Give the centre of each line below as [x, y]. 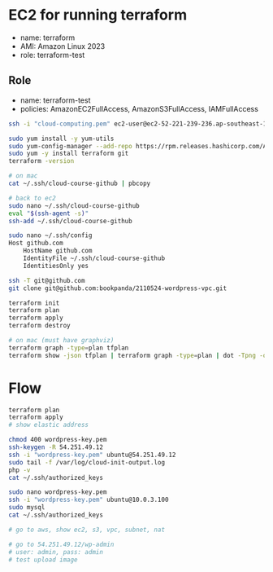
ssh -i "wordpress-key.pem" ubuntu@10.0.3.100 [89, 500]
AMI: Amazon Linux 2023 [63, 46]
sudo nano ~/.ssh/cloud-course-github [74, 205]
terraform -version [41, 161]
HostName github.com [58, 251]
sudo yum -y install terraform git [69, 154]
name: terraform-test [55, 100]
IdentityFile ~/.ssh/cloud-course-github [94, 258]
